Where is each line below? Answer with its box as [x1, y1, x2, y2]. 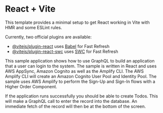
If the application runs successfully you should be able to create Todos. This [5, 93, 158, 99]
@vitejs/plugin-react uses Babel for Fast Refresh [12, 43, 110, 49]
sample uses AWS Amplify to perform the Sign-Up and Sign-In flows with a [5, 79, 156, 84]
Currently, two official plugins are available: [5, 34, 92, 40]
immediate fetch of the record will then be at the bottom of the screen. [5, 103, 146, 109]
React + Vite [5, 3, 56, 15]
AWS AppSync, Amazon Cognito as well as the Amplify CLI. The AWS [5, 68, 144, 74]
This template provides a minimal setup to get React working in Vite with [5, 19, 150, 25]
